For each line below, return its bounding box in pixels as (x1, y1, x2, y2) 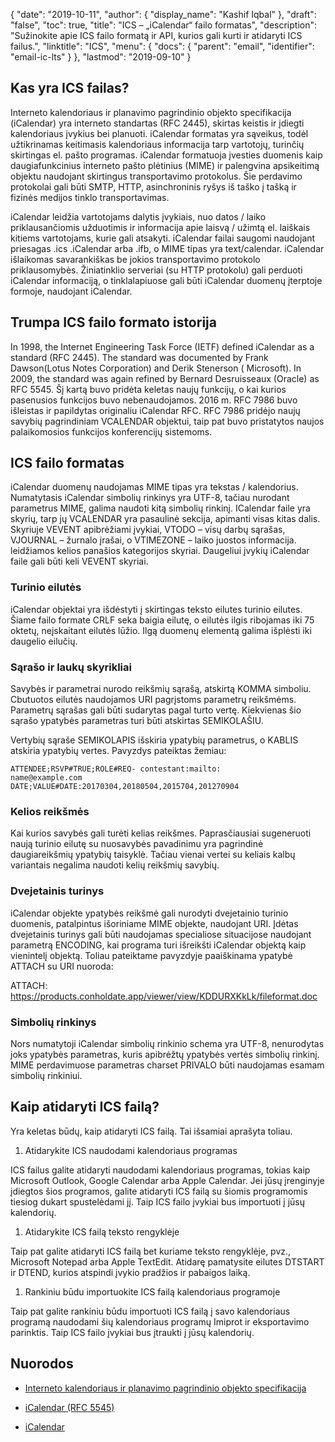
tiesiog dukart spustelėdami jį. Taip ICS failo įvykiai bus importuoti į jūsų (10, 1195, 305, 1208)
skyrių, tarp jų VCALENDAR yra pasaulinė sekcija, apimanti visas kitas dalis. (10, 513, 321, 525)
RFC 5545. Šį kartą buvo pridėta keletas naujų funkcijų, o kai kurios (10, 383, 287, 395)
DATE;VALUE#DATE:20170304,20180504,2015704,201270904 (10, 782, 240, 792)
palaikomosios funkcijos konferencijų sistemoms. (10, 425, 213, 438)
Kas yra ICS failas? (10, 80, 130, 97)
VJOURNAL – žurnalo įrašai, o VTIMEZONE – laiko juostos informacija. (10, 534, 297, 546)
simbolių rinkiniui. (10, 1069, 83, 1081)
